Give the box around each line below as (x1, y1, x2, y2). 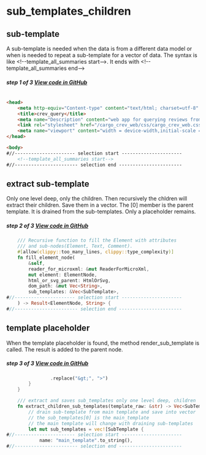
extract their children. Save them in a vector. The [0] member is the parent (6, 201, 194, 209)
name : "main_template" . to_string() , (39, 437, 133, 444)
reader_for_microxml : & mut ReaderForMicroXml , (28, 266, 150, 272)
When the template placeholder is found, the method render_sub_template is (6, 339, 200, 346)
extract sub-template (6, 178, 90, 189)
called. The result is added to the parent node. (6, 345, 124, 353)
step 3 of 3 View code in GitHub (6, 360, 89, 367)
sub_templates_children (6, 4, 132, 18)
